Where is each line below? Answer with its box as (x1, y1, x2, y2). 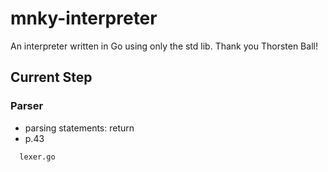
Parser (10, 99, 44, 113)
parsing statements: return (24, 122, 135, 134)
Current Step (10, 69, 93, 86)
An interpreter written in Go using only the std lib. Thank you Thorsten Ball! (10, 40, 318, 52)
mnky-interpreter (10, 7, 158, 30)
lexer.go (19, 152, 56, 162)
